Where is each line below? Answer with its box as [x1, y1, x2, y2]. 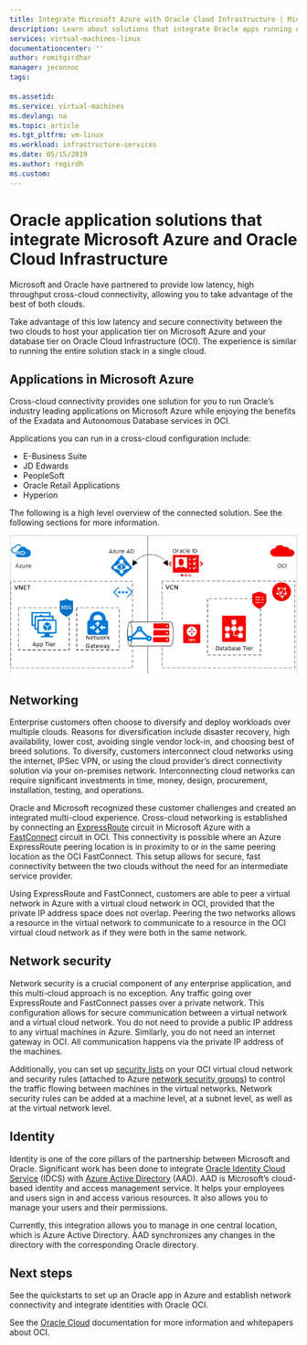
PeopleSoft [22, 470, 66, 481]
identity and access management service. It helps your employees [35, 1182, 285, 1193]
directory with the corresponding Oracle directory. [9, 1239, 199, 1250]
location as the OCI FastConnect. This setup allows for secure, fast [9, 851, 261, 862]
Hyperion [22, 490, 58, 500]
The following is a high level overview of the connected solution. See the [9, 508, 283, 519]
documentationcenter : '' [9, 44, 104, 53]
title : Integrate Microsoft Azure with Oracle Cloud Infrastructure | [9, 15, 284, 24]
